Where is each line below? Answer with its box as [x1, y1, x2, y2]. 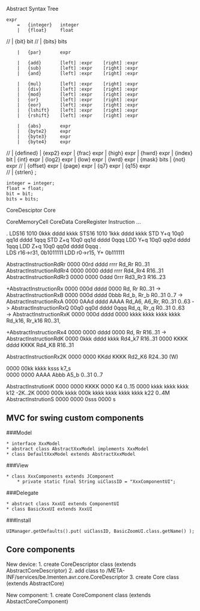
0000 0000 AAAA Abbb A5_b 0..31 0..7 [6, 371, 103, 378]
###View [6, 461, 29, 468]
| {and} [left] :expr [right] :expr [17, 70, 138, 76]
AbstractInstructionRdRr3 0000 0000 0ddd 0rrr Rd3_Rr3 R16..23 [6, 274, 166, 280]
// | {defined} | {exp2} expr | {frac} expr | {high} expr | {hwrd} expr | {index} [6, 150, 193, 156]
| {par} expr [17, 49, 71, 55]
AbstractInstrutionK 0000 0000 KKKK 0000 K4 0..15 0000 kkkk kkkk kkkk [6, 383, 189, 390]
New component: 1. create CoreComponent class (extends [6, 591, 151, 598]
